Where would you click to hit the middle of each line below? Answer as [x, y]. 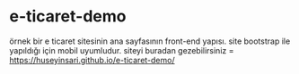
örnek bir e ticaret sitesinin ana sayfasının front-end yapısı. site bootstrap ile [150, 41]
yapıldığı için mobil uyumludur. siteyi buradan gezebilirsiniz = [122, 50]
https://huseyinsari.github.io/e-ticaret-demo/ [92, 60]
